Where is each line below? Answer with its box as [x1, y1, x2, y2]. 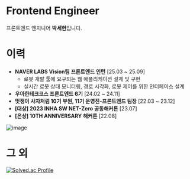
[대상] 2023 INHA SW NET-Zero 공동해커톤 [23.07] [14, 105, 137, 112]
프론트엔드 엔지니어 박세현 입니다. [6, 24, 83, 31]
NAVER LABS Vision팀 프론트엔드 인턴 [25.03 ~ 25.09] [14, 68, 145, 75]
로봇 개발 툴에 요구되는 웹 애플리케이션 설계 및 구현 [23, 75, 141, 82]
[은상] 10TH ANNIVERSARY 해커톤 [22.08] [14, 112, 117, 119]
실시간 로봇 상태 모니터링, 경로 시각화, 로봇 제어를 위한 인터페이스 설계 [23, 83, 185, 90]
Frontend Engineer [6, 4, 99, 18]
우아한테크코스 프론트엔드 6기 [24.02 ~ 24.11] [14, 90, 120, 97]
